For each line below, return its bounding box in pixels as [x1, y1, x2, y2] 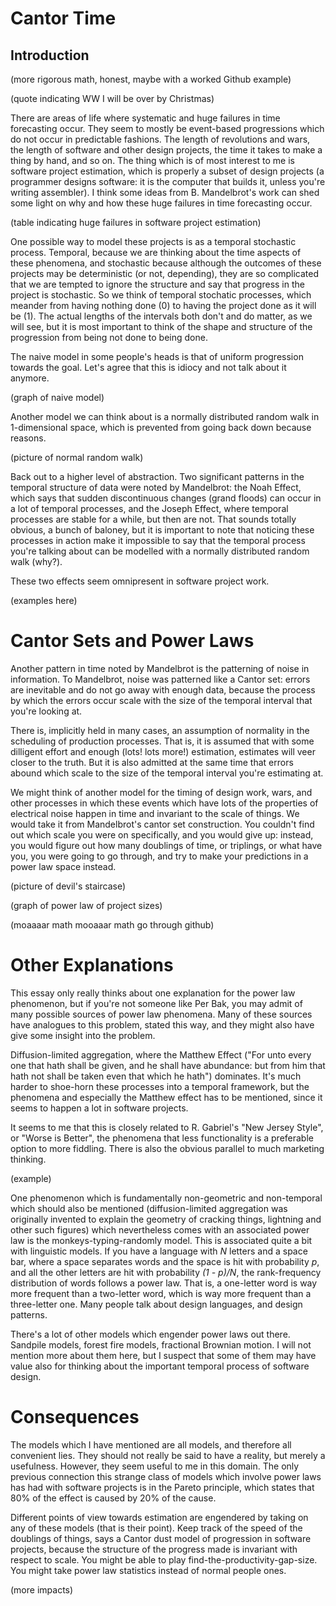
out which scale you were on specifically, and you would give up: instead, [10, 828, 314, 841]
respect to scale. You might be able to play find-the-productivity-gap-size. [10, 1553, 318, 1566]
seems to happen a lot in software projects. [10, 1102, 189, 1114]
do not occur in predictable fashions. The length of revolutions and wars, [10, 133, 311, 145]
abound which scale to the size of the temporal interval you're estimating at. [10, 767, 324, 779]
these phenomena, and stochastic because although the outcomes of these [10, 257, 322, 269]
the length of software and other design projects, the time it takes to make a [10, 144, 323, 156]
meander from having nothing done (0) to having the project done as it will [10, 300, 317, 311]
